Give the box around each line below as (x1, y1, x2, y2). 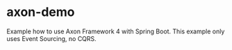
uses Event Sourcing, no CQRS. (6, 34, 97, 42)
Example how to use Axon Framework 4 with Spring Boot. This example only (6, 27, 225, 35)
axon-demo (6, 4, 75, 20)
